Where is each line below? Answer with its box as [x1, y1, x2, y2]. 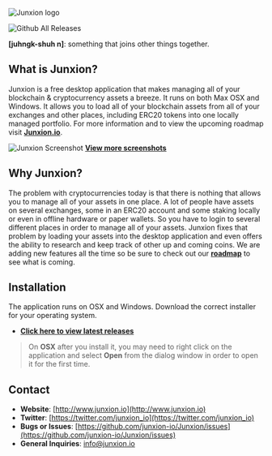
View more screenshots [84, 143, 168, 153]
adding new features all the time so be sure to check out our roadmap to [8, 248, 251, 258]
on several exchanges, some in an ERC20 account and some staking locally [8, 205, 261, 215]
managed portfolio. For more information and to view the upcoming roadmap [8, 118, 264, 128]
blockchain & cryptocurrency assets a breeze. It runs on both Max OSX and [8, 92, 260, 102]
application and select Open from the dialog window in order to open [28, 351, 259, 360]
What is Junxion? [8, 62, 99, 76]
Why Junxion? [8, 166, 83, 180]
